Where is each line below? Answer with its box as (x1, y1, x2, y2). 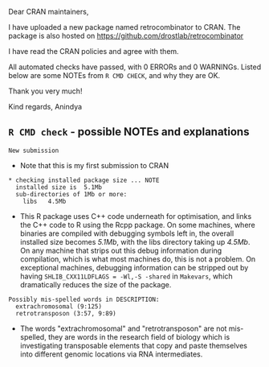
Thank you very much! (8, 86, 83, 96)
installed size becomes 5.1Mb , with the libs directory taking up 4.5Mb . (19, 237, 251, 246)
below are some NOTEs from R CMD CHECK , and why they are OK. (8, 71, 221, 80)
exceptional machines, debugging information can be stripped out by (19, 262, 249, 272)
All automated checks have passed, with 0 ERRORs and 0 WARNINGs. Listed (8, 62, 262, 72)
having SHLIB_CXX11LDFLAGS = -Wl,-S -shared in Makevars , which (19, 271, 233, 281)
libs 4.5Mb (22, 197, 67, 205)
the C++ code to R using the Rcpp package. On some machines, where (19, 220, 255, 229)
